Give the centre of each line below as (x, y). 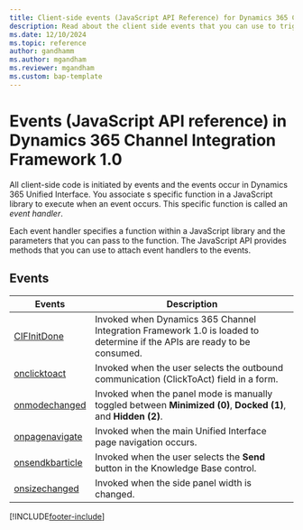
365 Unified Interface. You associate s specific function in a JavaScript (141, 194)
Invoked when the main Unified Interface (180, 431)
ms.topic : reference (48, 43)
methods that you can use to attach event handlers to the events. (130, 250)
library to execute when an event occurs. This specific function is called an (149, 203)
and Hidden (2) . (129, 416)
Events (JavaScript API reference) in (148, 121)
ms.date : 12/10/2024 (48, 34)
